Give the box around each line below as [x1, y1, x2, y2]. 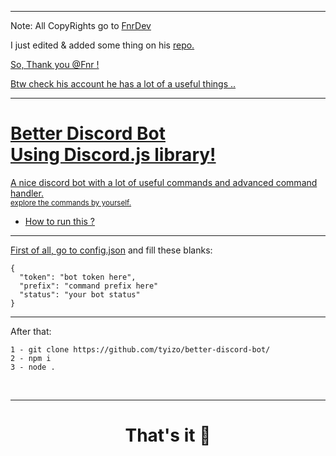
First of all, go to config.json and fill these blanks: [10, 244, 213, 256]
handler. [10, 187, 44, 199]
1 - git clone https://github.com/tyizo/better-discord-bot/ [10, 344, 271, 355]
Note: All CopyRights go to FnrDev [10, 20, 152, 31]
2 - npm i [10, 353, 52, 363]
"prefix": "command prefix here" [19, 281, 159, 291]
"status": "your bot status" [19, 289, 141, 300]
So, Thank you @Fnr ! [10, 59, 100, 70]
